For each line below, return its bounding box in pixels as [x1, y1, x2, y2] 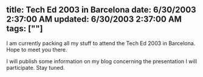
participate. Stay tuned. [6, 64, 65, 71]
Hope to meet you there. [6, 46, 67, 53]
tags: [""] [6, 23, 44, 34]
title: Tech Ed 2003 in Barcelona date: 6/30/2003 [6, 5, 196, 15]
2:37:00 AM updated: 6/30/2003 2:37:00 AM [6, 14, 182, 25]
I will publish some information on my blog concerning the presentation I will [6, 57, 198, 65]
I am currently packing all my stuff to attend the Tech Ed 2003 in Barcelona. [6, 39, 196, 47]
